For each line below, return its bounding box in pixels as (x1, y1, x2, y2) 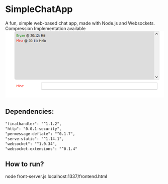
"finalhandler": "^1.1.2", (5, 121, 62, 126)
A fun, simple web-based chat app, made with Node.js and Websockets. (5, 20, 155, 26)
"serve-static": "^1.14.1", (5, 136, 64, 141)
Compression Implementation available (5, 25, 86, 31)
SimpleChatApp (5, 4, 73, 15)
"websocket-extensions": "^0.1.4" (5, 146, 78, 151)
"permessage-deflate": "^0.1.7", (5, 131, 75, 136)
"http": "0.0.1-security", (5, 126, 62, 131)
